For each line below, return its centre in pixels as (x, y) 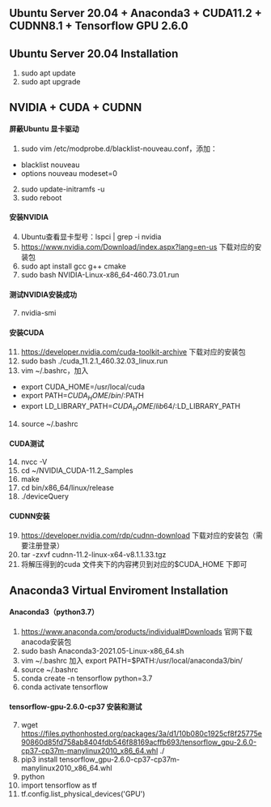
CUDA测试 (27, 443)
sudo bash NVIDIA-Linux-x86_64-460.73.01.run (100, 275)
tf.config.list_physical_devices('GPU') (83, 794)
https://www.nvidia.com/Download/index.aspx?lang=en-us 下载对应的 (138, 247)
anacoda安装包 (46, 642)
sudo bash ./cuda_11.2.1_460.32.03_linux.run (94, 361)
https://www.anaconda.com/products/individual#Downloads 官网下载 (137, 631)
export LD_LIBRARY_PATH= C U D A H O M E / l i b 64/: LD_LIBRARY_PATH (131, 407)
